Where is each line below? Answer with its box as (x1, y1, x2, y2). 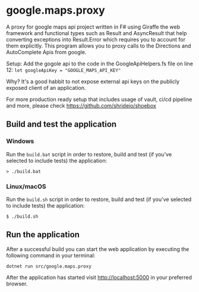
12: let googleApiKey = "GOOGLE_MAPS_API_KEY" (6, 66, 121, 73)
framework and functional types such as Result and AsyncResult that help (6, 29, 187, 36)
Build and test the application (6, 120, 117, 130)
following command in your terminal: (6, 252, 96, 259)
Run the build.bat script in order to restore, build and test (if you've (6, 150, 172, 158)
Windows (6, 137, 34, 146)
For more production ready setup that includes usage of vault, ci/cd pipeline (6, 96, 192, 103)
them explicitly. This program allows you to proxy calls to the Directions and (6, 42, 191, 49)
